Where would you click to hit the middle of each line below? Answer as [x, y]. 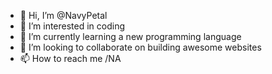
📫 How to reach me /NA [70, 58]
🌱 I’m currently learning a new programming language [130, 36]
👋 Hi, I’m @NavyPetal [63, 15]
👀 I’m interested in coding [72, 26]
